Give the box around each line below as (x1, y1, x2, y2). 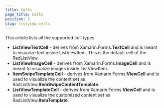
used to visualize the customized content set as (12, 92, 111, 98)
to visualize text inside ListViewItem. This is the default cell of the (12, 50, 147, 56)
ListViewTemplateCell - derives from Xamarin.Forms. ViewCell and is (12, 87, 156, 93)
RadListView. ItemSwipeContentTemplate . (12, 82, 100, 88)
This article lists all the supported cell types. (5, 35, 96, 41)
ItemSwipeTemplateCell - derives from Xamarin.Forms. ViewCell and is (12, 71, 160, 77)
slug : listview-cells (5, 21, 50, 26)
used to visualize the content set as (12, 76, 86, 82)
